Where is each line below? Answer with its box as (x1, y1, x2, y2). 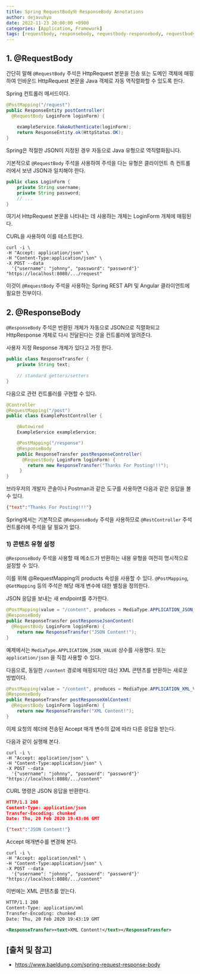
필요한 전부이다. (6, 289, 43, 297)
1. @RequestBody (6, 53, 73, 63)
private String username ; (17, 184, 82, 190)
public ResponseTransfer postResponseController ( (17, 451, 143, 457)
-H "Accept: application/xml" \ (6, 856, 86, 862)
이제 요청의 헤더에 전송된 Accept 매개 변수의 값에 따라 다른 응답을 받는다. (6, 725, 176, 732)
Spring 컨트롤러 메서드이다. (6, 90, 70, 97)
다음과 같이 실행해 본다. (6, 738, 61, 745)
